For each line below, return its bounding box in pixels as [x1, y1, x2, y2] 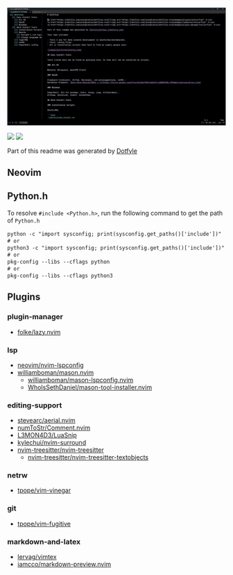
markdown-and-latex [7, 537, 81, 546]
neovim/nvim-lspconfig [17, 361, 85, 369]
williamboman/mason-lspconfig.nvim [27, 375, 134, 384]
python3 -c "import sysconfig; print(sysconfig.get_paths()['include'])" [7, 244, 225, 251]
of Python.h [7, 216, 40, 225]
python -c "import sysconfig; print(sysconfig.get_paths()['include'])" [7, 230, 222, 237]
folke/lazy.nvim [17, 327, 61, 336]
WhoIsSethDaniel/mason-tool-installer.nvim [27, 383, 153, 391]
